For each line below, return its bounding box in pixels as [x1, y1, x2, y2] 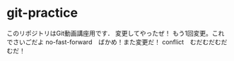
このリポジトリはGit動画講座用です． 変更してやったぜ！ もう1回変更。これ [6, 29, 225, 37]
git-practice [6, 5, 78, 21]
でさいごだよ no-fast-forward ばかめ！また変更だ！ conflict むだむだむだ [6, 37, 228, 46]
